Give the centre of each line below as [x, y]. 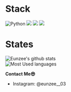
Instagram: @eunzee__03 [39, 84]
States [19, 44]
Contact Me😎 [20, 74]
